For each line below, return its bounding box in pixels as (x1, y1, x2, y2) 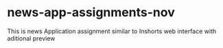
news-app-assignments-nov (7, 5, 175, 20)
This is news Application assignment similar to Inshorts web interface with (7, 27, 217, 35)
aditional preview (7, 34, 56, 42)
